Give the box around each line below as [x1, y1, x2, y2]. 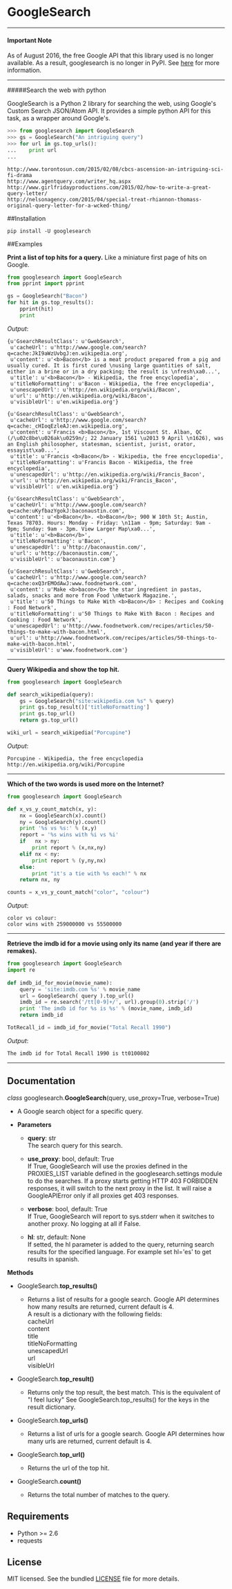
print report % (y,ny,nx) [32, 857, 107, 864]
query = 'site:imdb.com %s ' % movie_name [19, 986, 140, 993]
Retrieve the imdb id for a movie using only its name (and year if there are [7, 939, 222, 948]
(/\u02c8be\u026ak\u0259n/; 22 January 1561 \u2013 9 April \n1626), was [7, 434, 224, 441]
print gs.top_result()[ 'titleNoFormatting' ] [19, 704, 150, 711]
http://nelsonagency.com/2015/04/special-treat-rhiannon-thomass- [7, 196, 202, 203]
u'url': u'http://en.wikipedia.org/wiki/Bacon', [10, 392, 153, 399]
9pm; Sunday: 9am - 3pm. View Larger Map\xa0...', [7, 525, 156, 533]
